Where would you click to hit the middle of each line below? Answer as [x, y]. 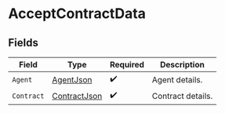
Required [127, 65]
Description [183, 65]
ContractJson [77, 96]
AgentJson [72, 79]
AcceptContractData [77, 14]
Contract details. [182, 96]
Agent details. [177, 79]
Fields [24, 43]
